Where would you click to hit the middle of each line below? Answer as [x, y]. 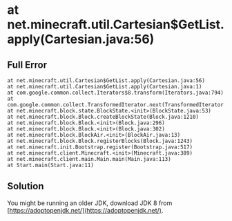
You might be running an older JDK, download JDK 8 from [90, 203]
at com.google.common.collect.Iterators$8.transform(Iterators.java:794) [116, 93]
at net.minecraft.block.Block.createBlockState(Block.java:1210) [103, 117]
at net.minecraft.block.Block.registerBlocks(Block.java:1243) [100, 141]
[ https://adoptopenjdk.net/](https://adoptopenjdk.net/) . [85, 210]
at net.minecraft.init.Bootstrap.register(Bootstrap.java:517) [100, 147]
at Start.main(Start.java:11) [51, 165]
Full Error [27, 65]
